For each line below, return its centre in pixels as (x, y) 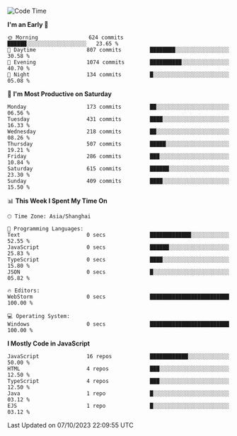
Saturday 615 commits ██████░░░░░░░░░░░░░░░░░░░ (118, 169)
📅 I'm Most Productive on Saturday (59, 94)
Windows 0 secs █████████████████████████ (118, 324)
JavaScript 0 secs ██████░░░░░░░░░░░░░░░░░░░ (118, 247)
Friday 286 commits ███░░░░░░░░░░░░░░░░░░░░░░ (118, 156)
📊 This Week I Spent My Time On (57, 201)
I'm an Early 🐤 (28, 24)
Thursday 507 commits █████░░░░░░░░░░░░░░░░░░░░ (118, 144)
